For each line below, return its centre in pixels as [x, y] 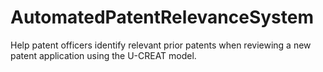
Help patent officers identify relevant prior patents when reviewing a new [161, 45]
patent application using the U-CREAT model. [103, 55]
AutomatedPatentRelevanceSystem [162, 17]
